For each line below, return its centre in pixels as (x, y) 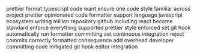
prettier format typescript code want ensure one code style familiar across (98, 9)
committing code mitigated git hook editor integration (72, 46)
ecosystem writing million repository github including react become (89, 21)
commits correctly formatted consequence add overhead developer (90, 40)
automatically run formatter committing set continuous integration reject (95, 34)
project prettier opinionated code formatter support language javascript (95, 15)
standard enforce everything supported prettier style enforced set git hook (98, 27)
